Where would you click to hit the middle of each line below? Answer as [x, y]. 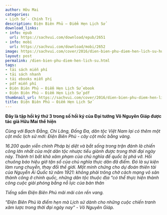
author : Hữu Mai [22, 10]
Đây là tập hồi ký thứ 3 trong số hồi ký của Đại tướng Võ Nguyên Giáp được [83, 116]
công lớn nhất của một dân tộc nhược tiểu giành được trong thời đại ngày [80, 151]
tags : [11, 65]
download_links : [22, 28]
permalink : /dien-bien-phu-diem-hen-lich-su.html [58, 61]
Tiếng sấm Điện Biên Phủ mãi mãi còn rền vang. [55, 193]
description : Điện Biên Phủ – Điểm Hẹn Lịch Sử [55, 24]
